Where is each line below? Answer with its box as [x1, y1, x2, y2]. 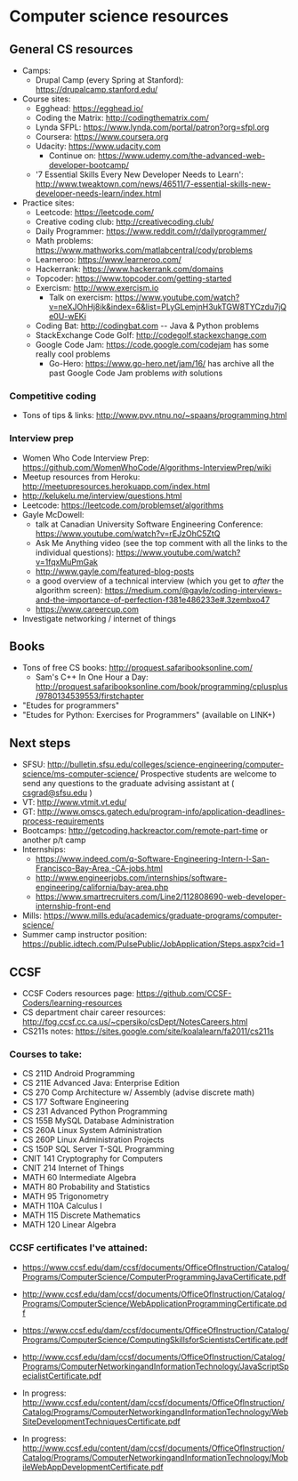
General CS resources [9, 42, 133, 57]
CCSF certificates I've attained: [9, 1242, 149, 1254]
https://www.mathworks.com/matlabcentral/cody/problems [35, 245, 254, 255]
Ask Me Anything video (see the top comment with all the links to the [35, 537, 288, 548]
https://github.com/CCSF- [136, 988, 232, 999]
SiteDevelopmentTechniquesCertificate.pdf [21, 1416, 181, 1427]
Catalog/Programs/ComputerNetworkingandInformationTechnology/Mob [21, 1452, 289, 1462]
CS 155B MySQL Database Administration [21, 1115, 175, 1126]
